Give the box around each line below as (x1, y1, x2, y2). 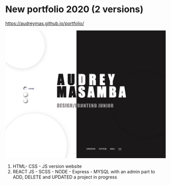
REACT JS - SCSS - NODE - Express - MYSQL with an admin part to (12, 169, 155, 175)
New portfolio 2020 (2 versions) (5, 4, 144, 15)
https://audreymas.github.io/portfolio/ (5, 20, 84, 26)
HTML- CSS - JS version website (12, 163, 82, 169)
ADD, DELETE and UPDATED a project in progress (12, 174, 117, 180)
